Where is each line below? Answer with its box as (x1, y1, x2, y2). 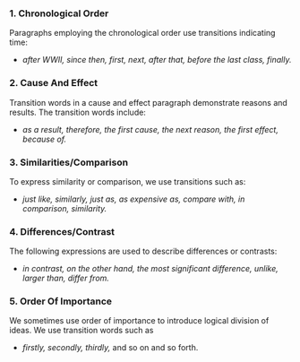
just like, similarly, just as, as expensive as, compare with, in (21, 194, 245, 204)
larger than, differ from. (21, 272, 110, 284)
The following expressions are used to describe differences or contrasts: (9, 246, 278, 257)
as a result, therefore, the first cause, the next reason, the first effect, (21, 124, 279, 134)
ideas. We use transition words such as (9, 325, 154, 336)
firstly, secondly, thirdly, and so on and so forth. (21, 342, 199, 353)
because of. (21, 134, 67, 144)
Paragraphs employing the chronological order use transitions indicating (9, 28, 276, 39)
